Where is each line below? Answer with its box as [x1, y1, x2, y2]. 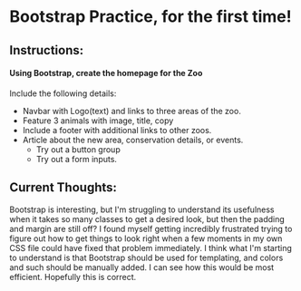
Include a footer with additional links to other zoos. [22, 124, 212, 135]
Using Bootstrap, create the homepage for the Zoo [9, 68, 203, 79]
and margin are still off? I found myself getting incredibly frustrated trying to [9, 223, 293, 234]
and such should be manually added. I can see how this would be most [9, 261, 275, 273]
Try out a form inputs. [35, 153, 118, 164]
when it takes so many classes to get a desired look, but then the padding [9, 213, 286, 224]
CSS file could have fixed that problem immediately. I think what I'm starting [9, 242, 293, 253]
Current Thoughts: [9, 179, 118, 196]
